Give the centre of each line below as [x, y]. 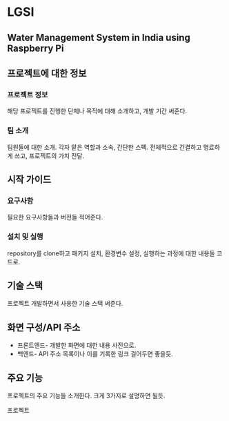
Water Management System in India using [99, 38]
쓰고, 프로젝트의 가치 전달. [49, 155]
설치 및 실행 [25, 237]
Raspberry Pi [36, 48]
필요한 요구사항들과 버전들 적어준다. [55, 217]
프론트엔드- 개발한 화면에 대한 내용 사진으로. [77, 345]
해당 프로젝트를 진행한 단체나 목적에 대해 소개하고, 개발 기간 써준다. [97, 111]
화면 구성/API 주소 [44, 327]
